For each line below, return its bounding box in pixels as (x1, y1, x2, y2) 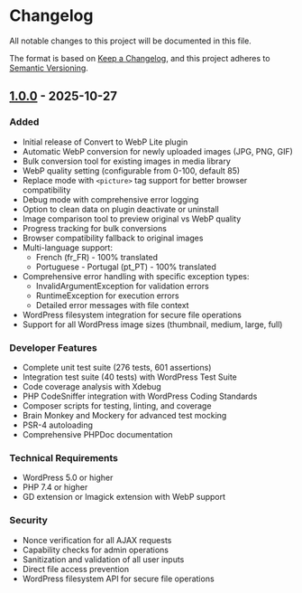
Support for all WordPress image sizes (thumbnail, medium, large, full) (22, 318, 283, 330)
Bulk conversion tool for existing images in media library (22, 155, 232, 166)
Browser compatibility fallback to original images (22, 232, 204, 243)
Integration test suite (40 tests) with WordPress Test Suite (22, 372, 237, 382)
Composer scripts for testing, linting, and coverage (22, 400, 212, 411)
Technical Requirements (9, 451, 119, 464)
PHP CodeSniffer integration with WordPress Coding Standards (22, 391, 258, 401)
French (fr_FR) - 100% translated (35, 251, 159, 262)
